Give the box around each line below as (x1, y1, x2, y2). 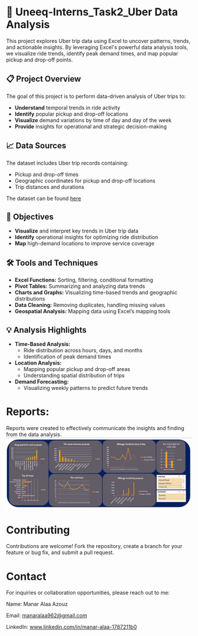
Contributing (6, 523, 70, 536)
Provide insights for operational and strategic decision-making (14, 123, 167, 130)
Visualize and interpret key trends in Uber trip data (14, 227, 138, 235)
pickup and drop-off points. (6, 56, 73, 63)
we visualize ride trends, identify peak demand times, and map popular (6, 50, 179, 57)
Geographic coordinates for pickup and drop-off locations (14, 177, 156, 184)
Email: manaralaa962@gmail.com (6, 612, 87, 619)
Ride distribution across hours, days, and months (23, 347, 143, 353)
